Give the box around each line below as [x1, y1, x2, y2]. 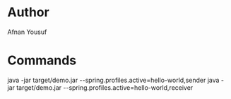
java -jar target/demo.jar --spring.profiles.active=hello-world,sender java [7, 76, 220, 84]
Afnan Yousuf [7, 28, 47, 36]
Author [7, 4, 49, 21]
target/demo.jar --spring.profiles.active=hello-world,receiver [16, 83, 194, 92]
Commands [7, 52, 77, 69]
